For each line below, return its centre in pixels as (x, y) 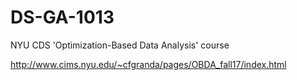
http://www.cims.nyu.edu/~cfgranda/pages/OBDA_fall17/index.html (148, 64)
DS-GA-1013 (62, 17)
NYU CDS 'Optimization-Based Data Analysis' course (120, 45)
